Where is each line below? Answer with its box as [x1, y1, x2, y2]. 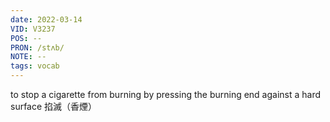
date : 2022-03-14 [10, 14, 83, 25]
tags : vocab [10, 61, 60, 71]
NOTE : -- [10, 52, 47, 62]
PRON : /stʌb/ [10, 42, 65, 53]
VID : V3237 [10, 24, 56, 34]
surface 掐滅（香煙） [10, 101, 98, 112]
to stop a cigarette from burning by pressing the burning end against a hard [10, 89, 322, 100]
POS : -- [10, 33, 43, 43]
